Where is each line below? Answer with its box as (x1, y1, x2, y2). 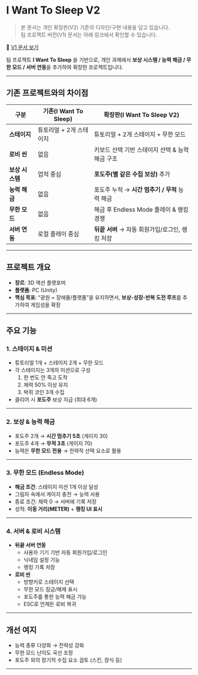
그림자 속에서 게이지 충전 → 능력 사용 (14, 490, 100, 498)
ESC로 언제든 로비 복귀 (23, 601, 77, 608)
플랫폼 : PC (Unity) (14, 287, 58, 294)
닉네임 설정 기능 (23, 557, 60, 564)
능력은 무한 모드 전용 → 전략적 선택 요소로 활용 (14, 447, 122, 454)
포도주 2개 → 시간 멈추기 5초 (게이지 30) (14, 432, 108, 439)
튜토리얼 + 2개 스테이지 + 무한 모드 (94, 130, 186, 139)
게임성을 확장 (30, 301, 61, 308)
